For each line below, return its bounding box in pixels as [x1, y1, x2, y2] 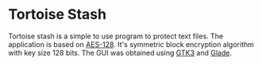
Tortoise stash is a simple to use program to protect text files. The [8, 31, 224, 41]
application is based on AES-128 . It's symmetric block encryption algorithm [8, 39, 254, 49]
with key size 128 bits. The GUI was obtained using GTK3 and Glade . [8, 48, 233, 57]
